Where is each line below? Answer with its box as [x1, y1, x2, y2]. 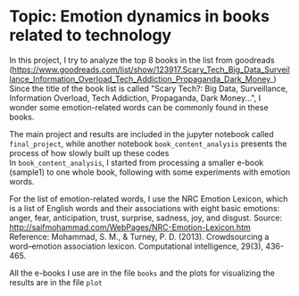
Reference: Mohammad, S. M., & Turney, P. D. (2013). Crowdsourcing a [9, 231, 270, 242]
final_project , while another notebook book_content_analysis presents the [9, 138, 287, 149]
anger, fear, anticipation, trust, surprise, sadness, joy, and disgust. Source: [9, 212, 283, 223]
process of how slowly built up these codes [9, 147, 170, 158]
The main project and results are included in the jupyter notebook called [9, 128, 274, 139]
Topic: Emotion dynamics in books [9, 6, 270, 27]
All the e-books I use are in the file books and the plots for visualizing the [9, 267, 275, 278]
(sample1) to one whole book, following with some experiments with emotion [9, 167, 291, 177]
